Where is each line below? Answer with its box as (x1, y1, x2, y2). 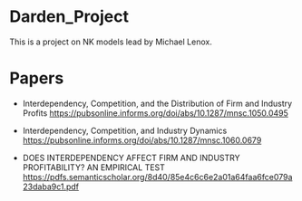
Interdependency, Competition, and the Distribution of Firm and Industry (22, 98, 293, 109)
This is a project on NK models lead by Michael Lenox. (9, 36, 213, 47)
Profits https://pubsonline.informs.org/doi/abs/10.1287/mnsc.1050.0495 (22, 107, 288, 119)
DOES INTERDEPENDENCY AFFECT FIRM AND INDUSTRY (22, 152, 240, 163)
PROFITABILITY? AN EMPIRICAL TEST (22, 161, 166, 173)
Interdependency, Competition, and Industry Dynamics (22, 125, 228, 136)
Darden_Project (9, 6, 130, 27)
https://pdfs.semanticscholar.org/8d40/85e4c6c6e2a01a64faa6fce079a (22, 171, 293, 182)
